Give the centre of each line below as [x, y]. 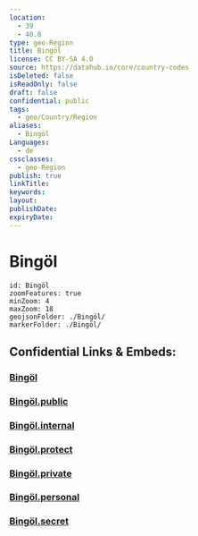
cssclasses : [31, 159]
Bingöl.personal [45, 498]
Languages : [29, 142]
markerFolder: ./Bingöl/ [55, 324]
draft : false [33, 92]
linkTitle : [29, 184]
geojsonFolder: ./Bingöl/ [57, 317]
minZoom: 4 [29, 301]
